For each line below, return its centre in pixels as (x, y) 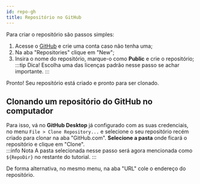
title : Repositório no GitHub (44, 17)
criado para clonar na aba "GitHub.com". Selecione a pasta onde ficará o (97, 138)
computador (30, 111)
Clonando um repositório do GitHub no (79, 101)
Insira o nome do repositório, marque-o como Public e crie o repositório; (104, 59)
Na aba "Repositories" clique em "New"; (65, 52)
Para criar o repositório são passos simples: (60, 34)
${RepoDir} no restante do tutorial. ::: (51, 157)
